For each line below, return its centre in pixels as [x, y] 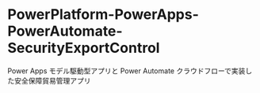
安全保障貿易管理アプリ [52, 80]
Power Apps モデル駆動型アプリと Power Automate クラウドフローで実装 [126, 71]
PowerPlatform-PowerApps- [103, 15]
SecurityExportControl [84, 48]
